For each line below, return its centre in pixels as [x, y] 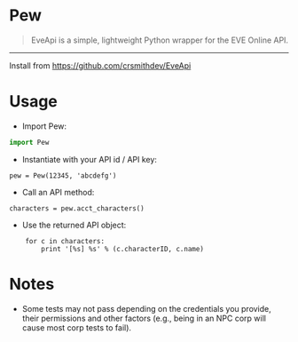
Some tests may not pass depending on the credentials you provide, [147, 308]
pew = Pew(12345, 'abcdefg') [63, 175]
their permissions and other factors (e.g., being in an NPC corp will [144, 318]
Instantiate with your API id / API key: [90, 159]
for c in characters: [65, 241]
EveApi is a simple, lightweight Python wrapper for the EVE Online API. [160, 40]
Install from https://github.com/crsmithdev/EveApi [100, 65]
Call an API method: [58, 192]
